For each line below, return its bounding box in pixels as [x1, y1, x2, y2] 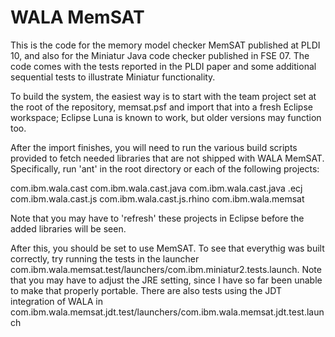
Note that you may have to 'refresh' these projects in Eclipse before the [10, 212, 305, 224]
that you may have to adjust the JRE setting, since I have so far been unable [10, 274, 323, 286]
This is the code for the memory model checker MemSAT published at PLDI [10, 39, 321, 51]
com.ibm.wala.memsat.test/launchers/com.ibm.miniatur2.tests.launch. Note [10, 263, 322, 275]
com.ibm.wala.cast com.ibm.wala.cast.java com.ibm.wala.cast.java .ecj [10, 182, 303, 194]
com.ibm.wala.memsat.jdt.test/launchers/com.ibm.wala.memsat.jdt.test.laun [10, 306, 325, 318]
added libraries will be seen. [10, 222, 127, 235]
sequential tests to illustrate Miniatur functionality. [10, 71, 216, 83]
